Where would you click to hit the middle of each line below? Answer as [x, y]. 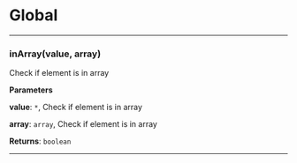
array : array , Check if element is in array [83, 124]
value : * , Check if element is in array [76, 107]
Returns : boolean [40, 141]
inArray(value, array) [55, 54]
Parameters [31, 90]
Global [34, 15]
